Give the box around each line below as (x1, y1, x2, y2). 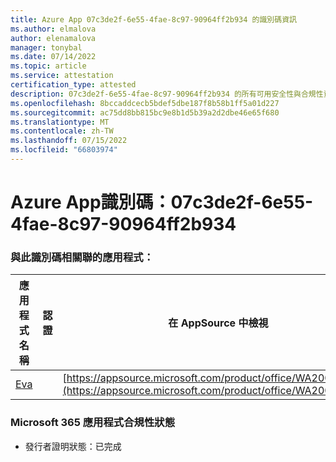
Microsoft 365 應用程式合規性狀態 (10, 416, 175, 430)
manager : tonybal (10, 42, 83, 53)
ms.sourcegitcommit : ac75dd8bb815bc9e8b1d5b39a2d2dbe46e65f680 (10, 107, 280, 118)
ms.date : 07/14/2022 (10, 52, 97, 62)
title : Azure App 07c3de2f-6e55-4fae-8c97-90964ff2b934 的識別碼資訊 (10, 14, 297, 25)
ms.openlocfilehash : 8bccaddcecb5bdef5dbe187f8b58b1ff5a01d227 (10, 98, 280, 108)
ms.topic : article (10, 61, 87, 71)
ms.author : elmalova (10, 24, 97, 34)
